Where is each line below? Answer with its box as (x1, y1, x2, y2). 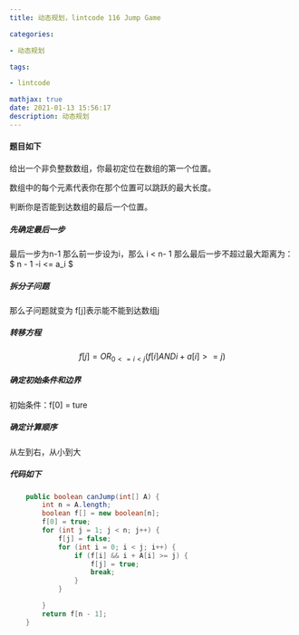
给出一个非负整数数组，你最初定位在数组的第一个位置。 (9, 162, 212, 173)
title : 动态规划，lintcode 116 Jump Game (9, 13, 161, 23)
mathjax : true (9, 95, 63, 104)
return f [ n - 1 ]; (42, 609, 107, 619)
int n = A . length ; (42, 500, 111, 510)
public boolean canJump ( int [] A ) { (25, 492, 160, 501)
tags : (9, 63, 30, 72)
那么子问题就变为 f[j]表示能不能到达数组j (9, 304, 160, 315)
